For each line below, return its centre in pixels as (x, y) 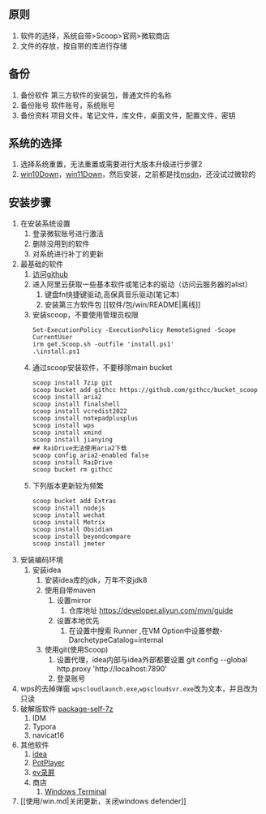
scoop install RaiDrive (73, 463)
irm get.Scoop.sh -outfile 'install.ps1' (103, 345)
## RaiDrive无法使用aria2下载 (79, 449)
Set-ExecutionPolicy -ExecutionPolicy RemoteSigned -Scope (134, 330)
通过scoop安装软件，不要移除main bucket (102, 368)
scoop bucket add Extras (74, 502)
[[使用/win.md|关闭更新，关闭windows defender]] (103, 801)
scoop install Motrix (69, 523)
